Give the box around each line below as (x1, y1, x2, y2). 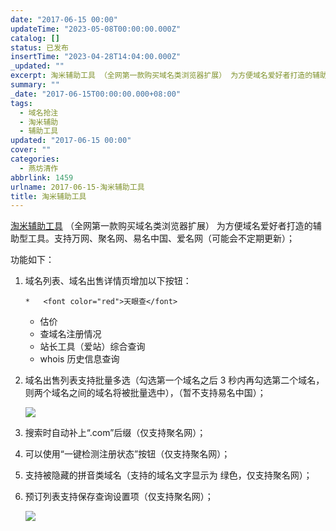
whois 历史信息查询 (39, 353, 120, 365)
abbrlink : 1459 (10, 172, 74, 183)
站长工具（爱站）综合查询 (39, 341, 146, 353)
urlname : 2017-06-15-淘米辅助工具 (10, 182, 145, 192)
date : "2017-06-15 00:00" (10, 14, 118, 25)
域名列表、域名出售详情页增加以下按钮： (24, 275, 192, 287)
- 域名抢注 (19, 107, 59, 118)
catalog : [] (10, 33, 60, 43)
